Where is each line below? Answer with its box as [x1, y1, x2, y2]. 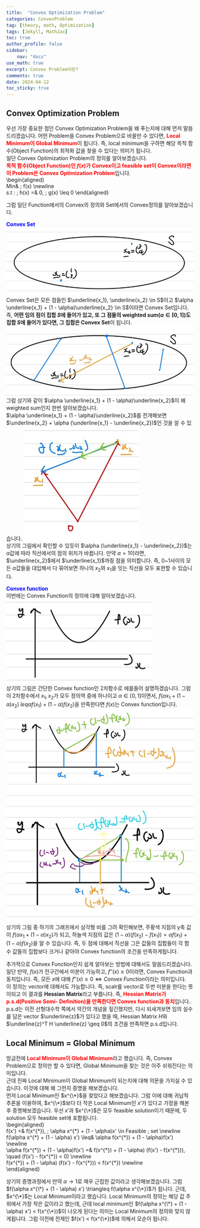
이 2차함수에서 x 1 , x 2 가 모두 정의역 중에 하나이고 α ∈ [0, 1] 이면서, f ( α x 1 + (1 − [6, 692, 186, 701]
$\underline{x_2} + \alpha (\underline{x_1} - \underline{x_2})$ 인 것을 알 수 [6, 419, 186, 426]
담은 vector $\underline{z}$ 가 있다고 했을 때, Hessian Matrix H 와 [12, 1013, 168, 1020]
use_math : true [6, 60, 44, 66]
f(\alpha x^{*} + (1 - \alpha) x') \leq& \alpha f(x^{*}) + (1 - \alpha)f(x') [6, 1134, 174, 1141]
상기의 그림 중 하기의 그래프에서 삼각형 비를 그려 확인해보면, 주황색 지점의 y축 [6, 923, 186, 931]
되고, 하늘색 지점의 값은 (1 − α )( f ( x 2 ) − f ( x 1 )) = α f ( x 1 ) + [59, 931, 187, 940]
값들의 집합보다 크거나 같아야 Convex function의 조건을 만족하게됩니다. [12, 948, 179, 955]
